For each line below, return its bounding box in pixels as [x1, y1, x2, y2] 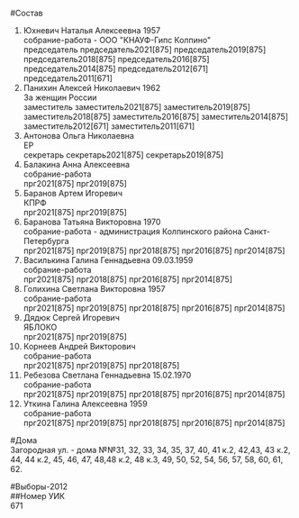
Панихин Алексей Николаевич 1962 [23, 83, 161, 93]
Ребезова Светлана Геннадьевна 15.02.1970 [23, 369, 192, 380]
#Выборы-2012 [10, 481, 68, 492]
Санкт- [243, 226, 271, 237]
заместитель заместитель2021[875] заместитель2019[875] [23, 102, 251, 112]
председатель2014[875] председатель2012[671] [23, 63, 209, 74]
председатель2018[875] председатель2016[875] [23, 54, 210, 64]
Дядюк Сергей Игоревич [23, 313, 120, 323]
